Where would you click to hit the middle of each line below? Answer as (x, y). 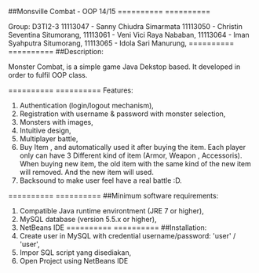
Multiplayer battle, (49, 139)
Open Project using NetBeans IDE (74, 261)
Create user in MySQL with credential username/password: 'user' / (128, 236)
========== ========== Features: (71, 90)
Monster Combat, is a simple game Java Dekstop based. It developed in (124, 67)
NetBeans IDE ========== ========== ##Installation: (113, 227)
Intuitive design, (46, 130)
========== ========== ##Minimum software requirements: (113, 196)
